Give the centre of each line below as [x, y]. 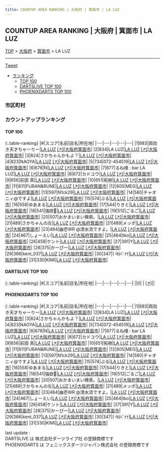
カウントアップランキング [35, 120]
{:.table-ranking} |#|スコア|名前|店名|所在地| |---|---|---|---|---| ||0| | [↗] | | [80, 283]
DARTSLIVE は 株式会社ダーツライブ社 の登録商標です [59, 438]
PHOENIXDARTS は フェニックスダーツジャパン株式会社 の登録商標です [77, 445]
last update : [18, 432]
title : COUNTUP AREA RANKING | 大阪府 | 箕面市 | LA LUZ [62, 10]
